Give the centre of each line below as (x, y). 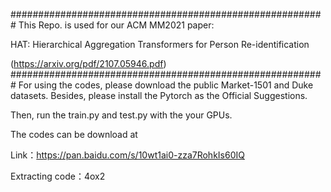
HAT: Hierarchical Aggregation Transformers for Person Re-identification (160, 44)
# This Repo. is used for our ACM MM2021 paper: (112, 25)
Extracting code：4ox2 (58, 176)
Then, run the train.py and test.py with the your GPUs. (121, 115)
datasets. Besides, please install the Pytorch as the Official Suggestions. (159, 95)
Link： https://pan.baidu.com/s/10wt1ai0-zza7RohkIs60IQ (127, 155)
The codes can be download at (74, 134)
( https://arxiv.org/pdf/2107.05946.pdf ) (88, 63)
